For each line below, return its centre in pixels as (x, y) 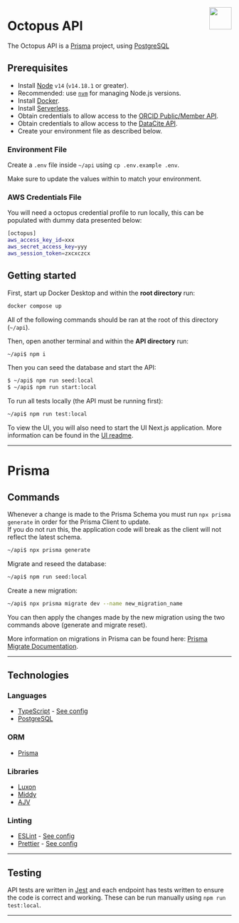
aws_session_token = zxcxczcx (49, 253)
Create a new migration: (43, 590)
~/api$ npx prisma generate (49, 550)
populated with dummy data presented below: (75, 221)
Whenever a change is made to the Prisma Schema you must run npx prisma (119, 515)
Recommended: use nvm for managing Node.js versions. (99, 93)
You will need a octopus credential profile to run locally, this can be (106, 213)
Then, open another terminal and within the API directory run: (98, 341)
